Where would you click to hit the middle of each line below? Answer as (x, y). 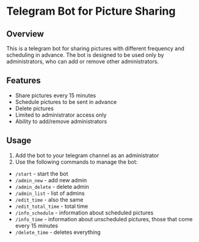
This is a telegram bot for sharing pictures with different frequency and (96, 48)
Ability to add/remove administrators (61, 121)
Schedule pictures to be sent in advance (66, 101)
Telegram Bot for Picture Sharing (91, 11)
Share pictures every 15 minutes (56, 95)
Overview (25, 34)
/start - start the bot (42, 174)
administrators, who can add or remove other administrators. (83, 61)
